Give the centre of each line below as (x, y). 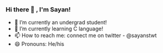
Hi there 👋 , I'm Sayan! (38, 10)
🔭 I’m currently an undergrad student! (61, 23)
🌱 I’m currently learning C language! (59, 29)
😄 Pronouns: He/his (39, 44)
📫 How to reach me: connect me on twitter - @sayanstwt (85, 36)
